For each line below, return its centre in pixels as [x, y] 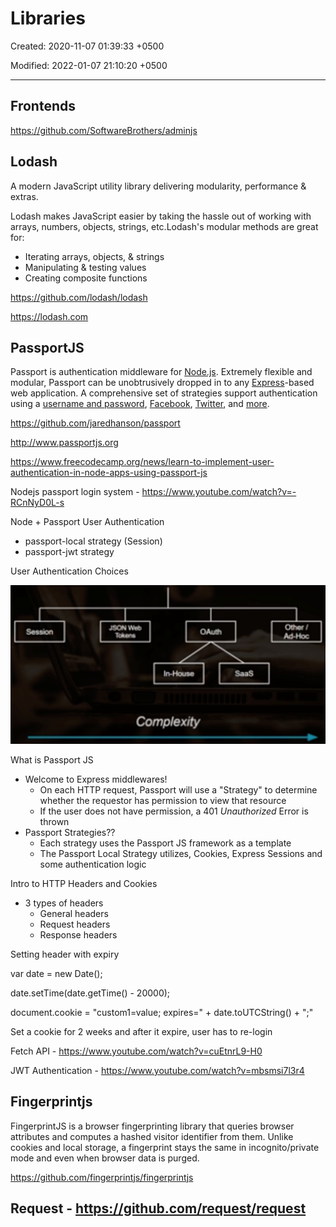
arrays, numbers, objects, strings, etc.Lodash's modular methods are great [164, 226]
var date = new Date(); [56, 973]
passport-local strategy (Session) [93, 541]
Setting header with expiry [65, 954]
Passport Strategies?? [70, 832]
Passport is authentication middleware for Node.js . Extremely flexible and [161, 372]
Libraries [48, 18]
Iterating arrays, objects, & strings [94, 256]
